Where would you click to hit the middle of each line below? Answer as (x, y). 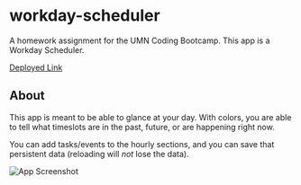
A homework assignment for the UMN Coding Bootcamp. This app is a (140, 40)
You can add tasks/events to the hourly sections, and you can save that (142, 144)
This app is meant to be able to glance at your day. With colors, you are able (150, 117)
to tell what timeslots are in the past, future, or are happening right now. (142, 127)
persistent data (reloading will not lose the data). (99, 154)
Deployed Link (36, 67)
